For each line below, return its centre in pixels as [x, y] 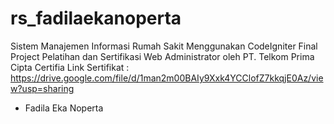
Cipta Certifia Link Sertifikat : [70, 67]
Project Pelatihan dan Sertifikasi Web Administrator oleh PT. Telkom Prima [162, 56]
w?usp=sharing [42, 88]
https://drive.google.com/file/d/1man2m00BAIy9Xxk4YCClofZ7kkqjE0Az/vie [167, 78]
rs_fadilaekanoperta [96, 18]
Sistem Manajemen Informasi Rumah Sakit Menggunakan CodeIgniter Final [164, 46]
